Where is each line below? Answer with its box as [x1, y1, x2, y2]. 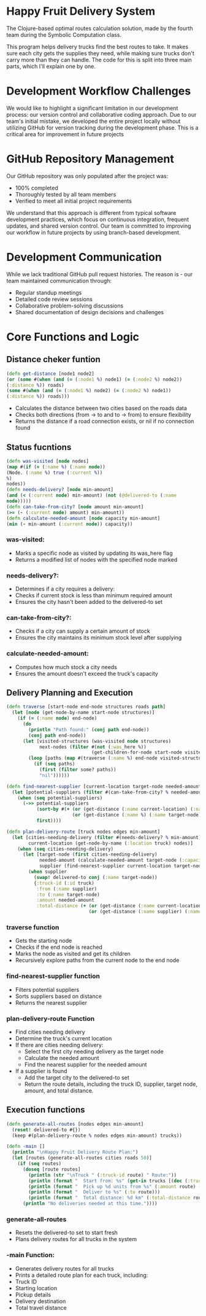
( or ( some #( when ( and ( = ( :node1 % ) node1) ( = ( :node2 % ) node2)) [6, 376, 183, 382]
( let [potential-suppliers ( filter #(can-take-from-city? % [12, 789, 169, 795]
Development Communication [6, 250, 162, 264]
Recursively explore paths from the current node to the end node [15, 956, 180, 964]
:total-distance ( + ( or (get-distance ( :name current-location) [36, 903, 204, 909]
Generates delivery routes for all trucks [15, 1264, 115, 1272]
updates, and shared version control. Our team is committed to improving [6, 222, 191, 230]
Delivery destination [15, 1297, 66, 1305]
